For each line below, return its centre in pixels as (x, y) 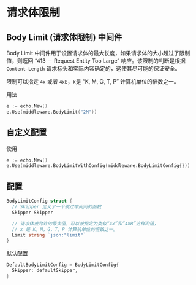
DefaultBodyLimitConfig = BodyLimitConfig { (63, 265)
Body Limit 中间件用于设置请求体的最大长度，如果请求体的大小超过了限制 (98, 53)
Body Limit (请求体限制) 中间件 (64, 37)
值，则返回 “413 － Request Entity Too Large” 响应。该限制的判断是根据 (96, 61)
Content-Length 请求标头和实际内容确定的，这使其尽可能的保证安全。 (93, 68)
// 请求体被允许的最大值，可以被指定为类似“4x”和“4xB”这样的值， (85, 224)
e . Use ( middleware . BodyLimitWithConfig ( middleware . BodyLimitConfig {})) (98, 166)
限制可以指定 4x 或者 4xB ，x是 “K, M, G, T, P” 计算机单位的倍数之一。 (93, 81)
